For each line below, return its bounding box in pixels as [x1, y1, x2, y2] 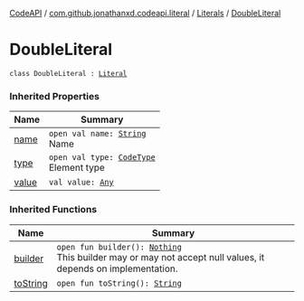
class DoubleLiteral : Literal [9, 69, 128, 78]
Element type [48, 162, 106, 174]
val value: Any [48, 177, 115, 188]
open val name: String [48, 128, 147, 139]
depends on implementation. [56, 262, 178, 275]
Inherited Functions [9, 203, 98, 216]
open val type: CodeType [48, 153, 156, 163]
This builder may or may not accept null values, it [56, 250, 265, 263]
